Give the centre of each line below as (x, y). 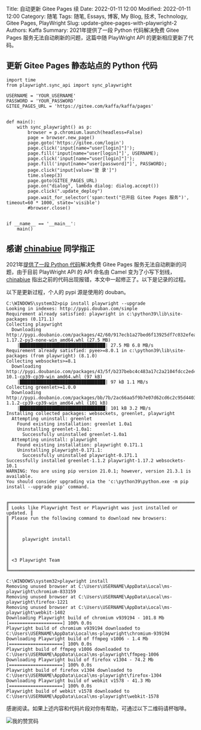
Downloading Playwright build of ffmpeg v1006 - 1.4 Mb (77, 639)
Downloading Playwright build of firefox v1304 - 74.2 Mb (80, 660)
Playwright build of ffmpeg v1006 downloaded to (68, 649)
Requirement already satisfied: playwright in (65, 314)
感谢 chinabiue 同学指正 (51, 249)
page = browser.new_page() (61, 137)
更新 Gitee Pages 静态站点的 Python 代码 (82, 66)
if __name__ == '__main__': (41, 223)
